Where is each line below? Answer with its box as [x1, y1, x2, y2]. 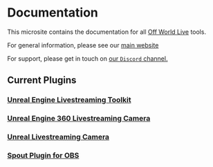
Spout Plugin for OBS [7, 150, 80, 160]
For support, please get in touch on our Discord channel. [7, 54, 168, 63]
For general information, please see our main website [7, 41, 159, 49]
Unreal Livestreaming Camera [7, 132, 109, 142]
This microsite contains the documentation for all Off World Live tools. [7, 28, 206, 36]
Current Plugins [7, 75, 77, 86]
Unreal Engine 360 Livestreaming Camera [7, 114, 151, 124]
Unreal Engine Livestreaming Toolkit [7, 95, 131, 105]
